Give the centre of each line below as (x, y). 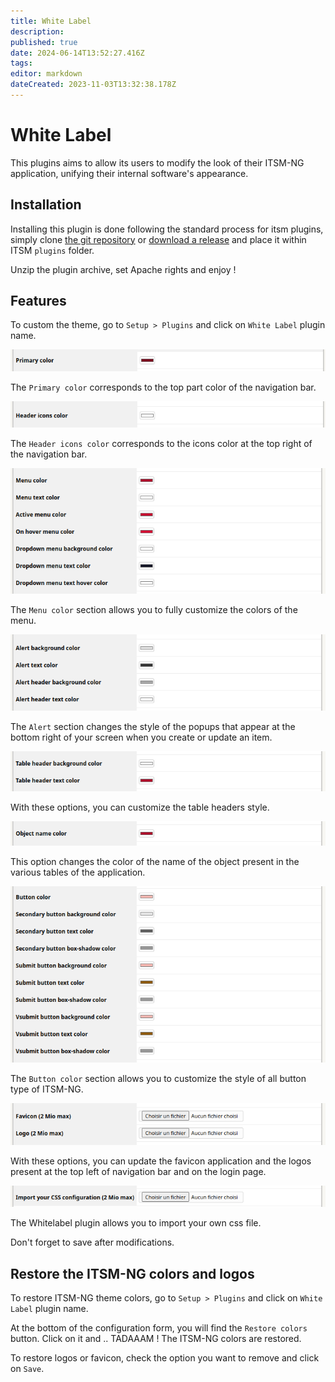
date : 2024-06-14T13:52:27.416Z (77, 53)
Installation (46, 205)
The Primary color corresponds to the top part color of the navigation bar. (163, 387)
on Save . (27, 1368)
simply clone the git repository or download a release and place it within (158, 239)
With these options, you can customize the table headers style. (140, 807)
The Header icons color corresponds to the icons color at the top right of (161, 443)
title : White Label (51, 21)
